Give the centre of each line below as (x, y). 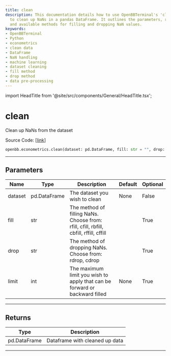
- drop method (20, 76)
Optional (152, 184)
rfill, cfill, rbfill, (86, 227)
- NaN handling (21, 57)
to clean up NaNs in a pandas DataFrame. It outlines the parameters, (86, 19)
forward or (82, 288)
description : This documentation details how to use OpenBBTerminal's (82, 15)
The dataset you (89, 193)
